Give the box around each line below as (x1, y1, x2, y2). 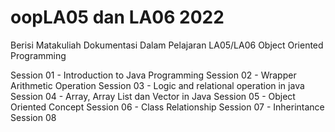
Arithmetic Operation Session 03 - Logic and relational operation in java (10, 79, 305, 91)
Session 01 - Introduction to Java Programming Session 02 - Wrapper (10, 69, 297, 81)
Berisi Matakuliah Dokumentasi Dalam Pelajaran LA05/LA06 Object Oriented (10, 39, 324, 51)
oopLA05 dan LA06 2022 (10, 6, 225, 29)
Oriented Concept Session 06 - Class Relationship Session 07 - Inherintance (10, 101, 325, 113)
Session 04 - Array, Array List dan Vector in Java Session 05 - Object (10, 90, 296, 102)
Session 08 (10, 111, 57, 123)
